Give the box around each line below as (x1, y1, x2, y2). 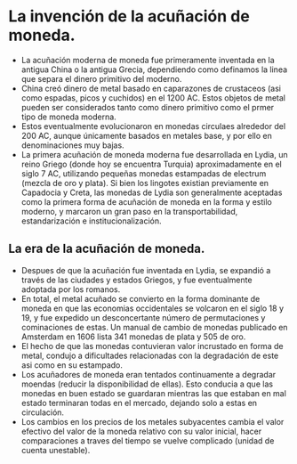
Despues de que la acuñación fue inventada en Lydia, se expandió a (20, 265, 271, 275)
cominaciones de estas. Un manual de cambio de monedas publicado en (20, 322, 288, 332)
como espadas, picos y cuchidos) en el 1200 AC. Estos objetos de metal (20, 92, 286, 103)
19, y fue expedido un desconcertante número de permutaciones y (20, 312, 266, 322)
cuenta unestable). (20, 444, 91, 455)
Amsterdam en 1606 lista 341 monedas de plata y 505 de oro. (20, 331, 246, 342)
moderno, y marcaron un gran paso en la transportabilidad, (20, 206, 238, 216)
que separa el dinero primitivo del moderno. (20, 73, 182, 84)
